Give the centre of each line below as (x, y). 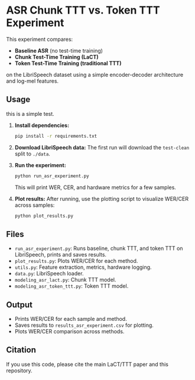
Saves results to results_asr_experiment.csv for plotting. (84, 325)
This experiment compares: (40, 39)
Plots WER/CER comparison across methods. (69, 331)
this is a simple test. (30, 113)
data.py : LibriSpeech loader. (49, 274)
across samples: (35, 205)
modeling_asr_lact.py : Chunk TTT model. (65, 280)
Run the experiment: (40, 165)
